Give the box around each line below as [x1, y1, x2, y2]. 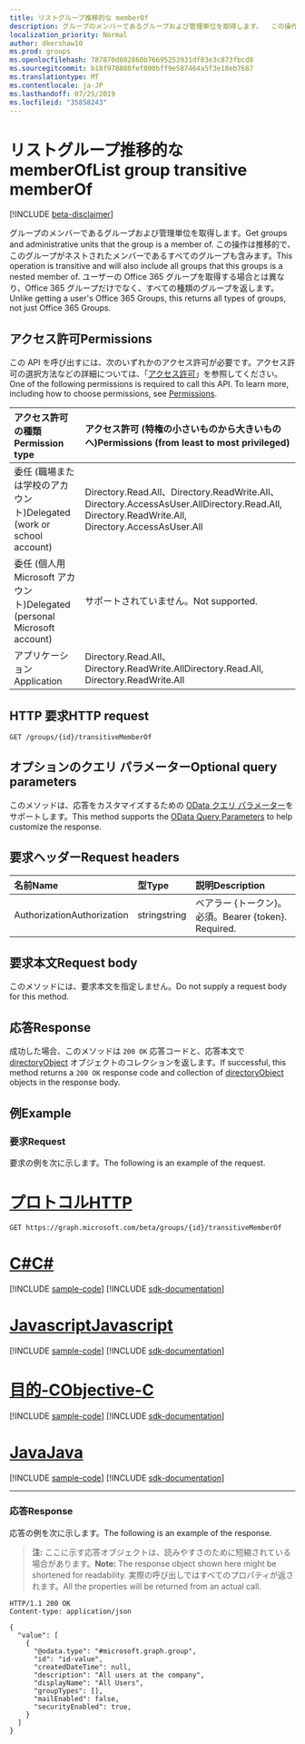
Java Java [9, 1442, 84, 1462]
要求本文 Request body [9, 955, 138, 970]
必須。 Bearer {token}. [194, 910, 288, 923]
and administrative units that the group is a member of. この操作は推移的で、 [9, 239, 296, 250]
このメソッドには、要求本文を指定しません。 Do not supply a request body [9, 981, 288, 992]
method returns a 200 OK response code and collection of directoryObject [9, 1067, 284, 1078]
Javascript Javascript [9, 1314, 174, 1335]
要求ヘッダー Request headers [9, 850, 180, 866]
